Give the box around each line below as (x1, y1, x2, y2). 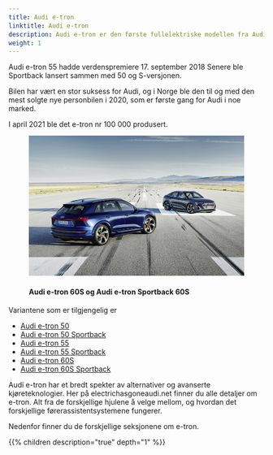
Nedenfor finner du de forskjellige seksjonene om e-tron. (8, 421, 199, 431)
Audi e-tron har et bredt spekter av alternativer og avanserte (8, 379, 211, 389)
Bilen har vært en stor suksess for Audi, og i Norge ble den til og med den (8, 86, 255, 97)
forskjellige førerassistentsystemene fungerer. (8, 405, 162, 415)
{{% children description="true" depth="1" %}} (8, 437, 166, 447)
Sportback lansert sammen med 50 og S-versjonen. (8, 71, 182, 80)
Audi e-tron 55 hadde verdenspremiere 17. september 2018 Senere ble (8, 62, 244, 72)
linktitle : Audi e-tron (8, 21, 89, 30)
